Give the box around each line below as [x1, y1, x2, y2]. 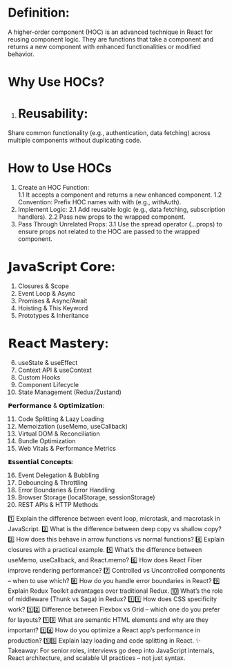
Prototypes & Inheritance [17, 311, 89, 319]
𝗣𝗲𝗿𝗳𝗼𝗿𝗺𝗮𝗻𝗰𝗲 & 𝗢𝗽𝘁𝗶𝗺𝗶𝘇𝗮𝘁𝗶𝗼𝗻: [8, 401, 105, 409]
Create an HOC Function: [17, 184, 90, 191]
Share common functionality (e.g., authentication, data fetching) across [8, 129, 211, 137]
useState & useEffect [17, 358, 78, 366]
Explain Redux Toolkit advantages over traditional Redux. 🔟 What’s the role [8, 587, 223, 595]
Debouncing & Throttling [17, 478, 88, 486]
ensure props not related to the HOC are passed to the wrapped [17, 227, 200, 235]
